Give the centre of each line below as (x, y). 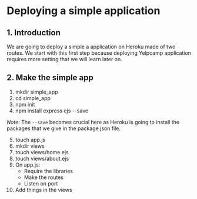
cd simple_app (33, 98)
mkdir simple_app (36, 92)
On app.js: (28, 165)
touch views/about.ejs (42, 158)
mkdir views (30, 146)
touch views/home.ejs (42, 152)
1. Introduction (34, 33)
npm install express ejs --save (52, 111)
